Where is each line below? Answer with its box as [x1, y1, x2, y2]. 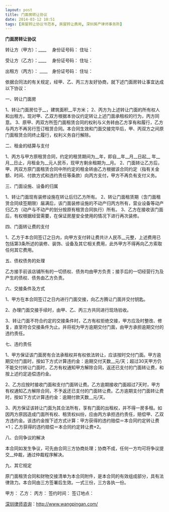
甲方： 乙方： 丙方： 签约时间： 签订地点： [5, 490, 94, 496]
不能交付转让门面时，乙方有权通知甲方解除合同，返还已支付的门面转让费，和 [5, 364, 164, 370]
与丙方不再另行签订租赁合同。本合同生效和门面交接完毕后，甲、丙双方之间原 [5, 126, 164, 132]
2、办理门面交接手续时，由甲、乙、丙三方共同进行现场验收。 [5, 307, 132, 313]
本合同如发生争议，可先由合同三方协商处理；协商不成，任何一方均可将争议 [5, 445, 159, 451]
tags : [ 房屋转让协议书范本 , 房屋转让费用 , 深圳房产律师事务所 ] [5, 21, 122, 27]
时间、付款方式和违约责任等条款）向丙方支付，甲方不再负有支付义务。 [14, 172, 159, 178]
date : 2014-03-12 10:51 [5, 17, 55, 22]
